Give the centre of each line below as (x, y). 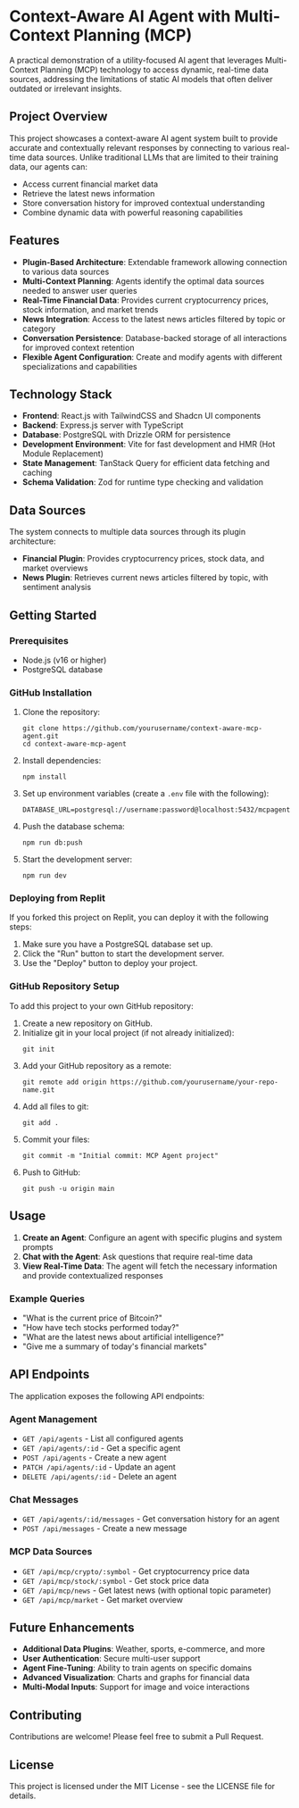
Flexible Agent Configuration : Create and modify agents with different (152, 357)
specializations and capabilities (79, 366)
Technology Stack (61, 394)
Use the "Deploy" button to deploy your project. (110, 963)
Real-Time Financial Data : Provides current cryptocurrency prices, (145, 300)
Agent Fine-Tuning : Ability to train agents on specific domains (137, 1668)
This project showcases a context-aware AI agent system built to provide (144, 138)
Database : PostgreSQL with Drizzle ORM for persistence (126, 435)
